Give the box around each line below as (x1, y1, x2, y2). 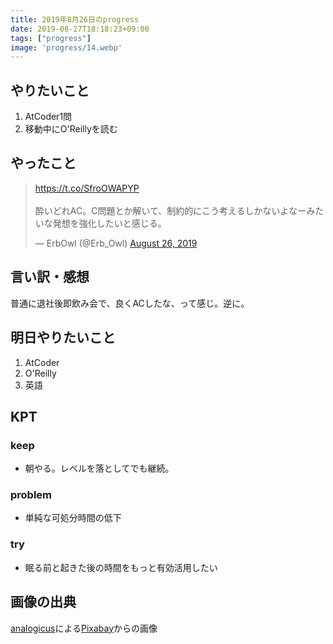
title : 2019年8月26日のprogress (10, 14, 140, 25)
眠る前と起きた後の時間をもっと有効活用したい (24, 561, 218, 573)
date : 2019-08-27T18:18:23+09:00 (10, 24, 150, 34)
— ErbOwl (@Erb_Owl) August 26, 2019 (34, 237, 198, 249)
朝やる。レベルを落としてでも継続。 (24, 462, 175, 475)
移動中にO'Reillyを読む (24, 123, 118, 135)
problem (10, 488, 53, 502)
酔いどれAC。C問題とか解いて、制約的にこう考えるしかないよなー (34, 204, 307, 216)
